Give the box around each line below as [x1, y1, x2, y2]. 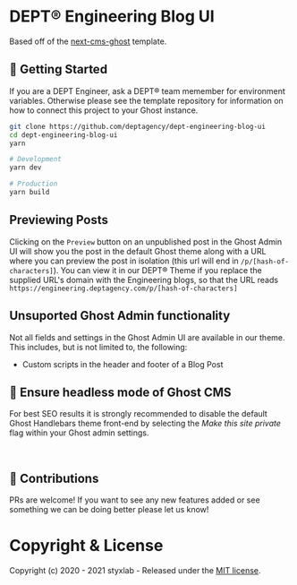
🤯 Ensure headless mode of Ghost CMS [9, 384, 232, 400]
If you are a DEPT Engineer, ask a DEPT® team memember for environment [9, 85, 286, 96]
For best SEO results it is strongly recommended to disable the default [9, 409, 268, 419]
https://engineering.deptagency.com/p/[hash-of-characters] [9, 284, 239, 293]
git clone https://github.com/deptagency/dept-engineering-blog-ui [9, 122, 267, 131]
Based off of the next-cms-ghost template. [9, 36, 167, 47]
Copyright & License [9, 536, 164, 556]
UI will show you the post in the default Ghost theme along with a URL [9, 245, 267, 256]
